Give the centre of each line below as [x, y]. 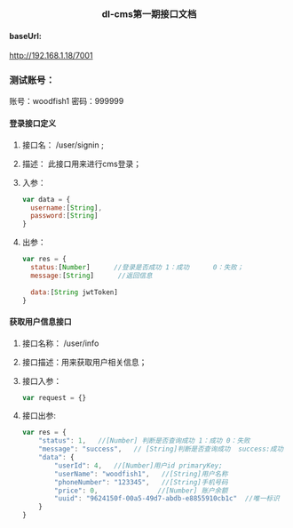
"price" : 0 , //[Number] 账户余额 [141, 491]
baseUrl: [25, 36]
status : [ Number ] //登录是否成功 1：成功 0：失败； [137, 268]
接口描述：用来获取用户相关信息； [84, 362]
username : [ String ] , [67, 208]
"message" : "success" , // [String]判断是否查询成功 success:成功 [161, 449]
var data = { [46, 199]
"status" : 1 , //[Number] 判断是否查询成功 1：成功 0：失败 [144, 441]
